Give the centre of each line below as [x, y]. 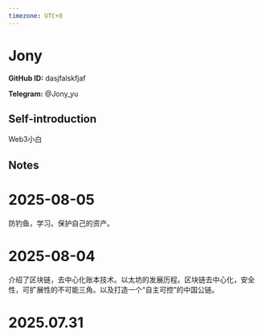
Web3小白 [25, 139]
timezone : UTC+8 [35, 16]
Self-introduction [53, 119]
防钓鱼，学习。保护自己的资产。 [61, 223]
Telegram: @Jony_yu [43, 93]
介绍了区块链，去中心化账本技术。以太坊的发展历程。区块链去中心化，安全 [131, 280]
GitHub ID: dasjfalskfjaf [47, 78]
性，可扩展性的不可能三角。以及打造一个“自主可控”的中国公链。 [114, 289]
